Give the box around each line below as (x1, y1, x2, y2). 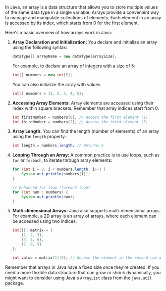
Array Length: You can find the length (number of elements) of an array (12, 128, 160, 134)
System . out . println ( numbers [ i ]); (21, 172, 91, 177)
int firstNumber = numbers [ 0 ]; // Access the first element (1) (12, 115, 148, 120)
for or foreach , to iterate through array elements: (12, 157, 112, 163)
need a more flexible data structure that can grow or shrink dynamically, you (5, 269, 161, 275)
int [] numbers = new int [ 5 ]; (12, 72, 73, 77)
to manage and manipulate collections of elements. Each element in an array (5, 15, 162, 20)
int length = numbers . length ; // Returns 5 (12, 143, 104, 148)
